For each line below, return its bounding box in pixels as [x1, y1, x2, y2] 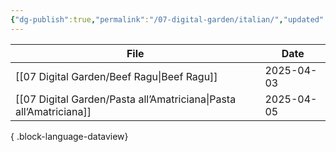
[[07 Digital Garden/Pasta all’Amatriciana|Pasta [15, 92, 237, 106]
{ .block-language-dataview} [10, 130, 129, 142]
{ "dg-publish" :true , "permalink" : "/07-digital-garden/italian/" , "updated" [10, 14, 325, 25]
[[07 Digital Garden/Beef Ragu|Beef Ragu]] [15, 69, 218, 83]
